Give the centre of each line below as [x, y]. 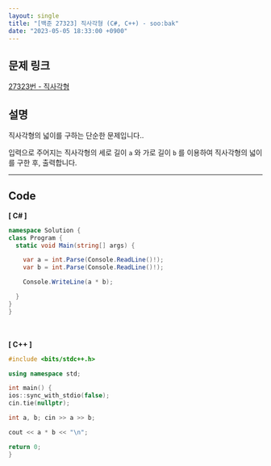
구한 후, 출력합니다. [47, 163]
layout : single [34, 16]
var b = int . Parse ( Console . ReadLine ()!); [93, 267]
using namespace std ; [45, 374]
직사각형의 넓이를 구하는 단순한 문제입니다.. [76, 135]
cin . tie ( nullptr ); [39, 403]
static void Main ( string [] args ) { [75, 246]
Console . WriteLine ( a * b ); [68, 282]
